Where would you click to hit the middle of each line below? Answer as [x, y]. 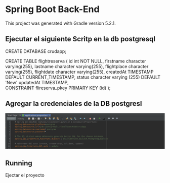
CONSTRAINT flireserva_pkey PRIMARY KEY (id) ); [58, 88]
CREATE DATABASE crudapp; [36, 51]
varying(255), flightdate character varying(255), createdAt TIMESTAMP [79, 72]
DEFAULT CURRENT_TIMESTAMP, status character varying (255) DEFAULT [83, 77]
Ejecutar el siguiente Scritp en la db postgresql [80, 39]
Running [19, 163]
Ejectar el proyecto [25, 175]
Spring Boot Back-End [52, 9]
